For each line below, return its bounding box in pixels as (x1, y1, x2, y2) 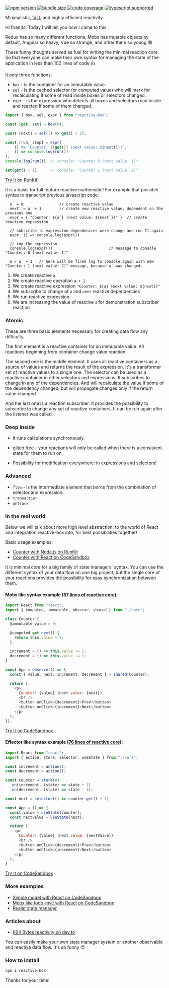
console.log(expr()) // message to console (10, 246, 156, 251)
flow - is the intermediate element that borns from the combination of (12, 484, 156, 490)
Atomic (5, 317, 24, 324)
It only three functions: (5, 72, 52, 78)
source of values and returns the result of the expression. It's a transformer (5, 364, 161, 370)
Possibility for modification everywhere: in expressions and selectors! (12, 460, 157, 466)
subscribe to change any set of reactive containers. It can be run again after (5, 406, 163, 412)
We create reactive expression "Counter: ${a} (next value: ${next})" (12, 283, 160, 289)
